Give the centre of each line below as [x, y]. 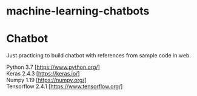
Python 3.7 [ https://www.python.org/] [53, 67]
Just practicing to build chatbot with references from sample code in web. [98, 56]
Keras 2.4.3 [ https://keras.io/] [43, 74]
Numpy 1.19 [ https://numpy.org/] [46, 80]
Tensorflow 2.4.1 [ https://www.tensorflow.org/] [65, 86]
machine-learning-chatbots [78, 11]
